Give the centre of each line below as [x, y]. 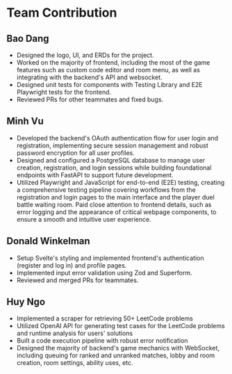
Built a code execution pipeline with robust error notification [102, 341]
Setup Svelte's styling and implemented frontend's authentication [110, 258]
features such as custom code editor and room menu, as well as [108, 70]
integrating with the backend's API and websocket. [89, 77]
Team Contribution [62, 13]
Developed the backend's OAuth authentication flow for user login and [117, 138]
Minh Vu [25, 121]
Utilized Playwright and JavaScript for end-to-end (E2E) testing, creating [121, 182]
